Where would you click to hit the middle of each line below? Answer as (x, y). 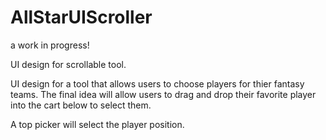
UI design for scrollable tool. (68, 64)
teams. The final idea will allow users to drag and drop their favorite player (163, 94)
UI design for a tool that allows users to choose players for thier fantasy (157, 83)
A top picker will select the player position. (97, 124)
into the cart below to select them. (81, 105)
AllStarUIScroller (81, 17)
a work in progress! (50, 45)
